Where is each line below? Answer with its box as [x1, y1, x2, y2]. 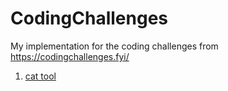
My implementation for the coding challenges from [10, 40, 219, 52]
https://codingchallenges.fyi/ [10, 50, 130, 62]
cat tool [24, 70, 57, 82]
